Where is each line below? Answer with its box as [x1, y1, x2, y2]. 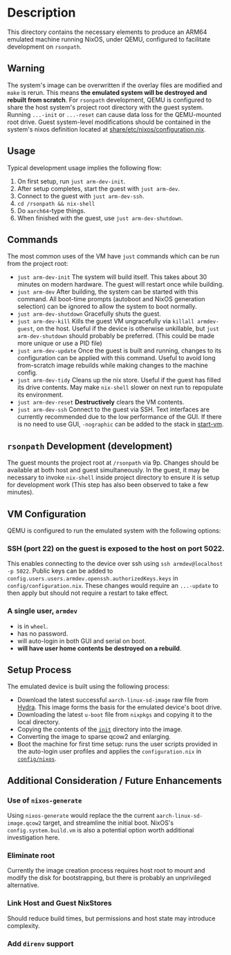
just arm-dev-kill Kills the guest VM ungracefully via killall [17, 317, 195, 325]
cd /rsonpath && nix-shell [17, 200, 95, 207]
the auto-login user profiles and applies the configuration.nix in [17, 747, 202, 756]
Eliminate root [7, 850, 55, 860]
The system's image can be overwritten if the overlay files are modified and [7, 81, 223, 89]
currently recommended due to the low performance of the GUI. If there [17, 413, 222, 421]
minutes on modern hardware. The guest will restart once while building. [17, 280, 224, 289]
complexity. [7, 921, 40, 929]
